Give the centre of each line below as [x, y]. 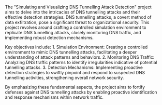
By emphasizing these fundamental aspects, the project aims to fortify [75, 87]
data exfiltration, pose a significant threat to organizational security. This [77, 22]
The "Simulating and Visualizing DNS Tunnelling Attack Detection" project [78, 7]
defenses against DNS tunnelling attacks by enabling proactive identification [81, 92]
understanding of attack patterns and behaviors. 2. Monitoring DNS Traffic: [80, 57]
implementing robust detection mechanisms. [49, 38]
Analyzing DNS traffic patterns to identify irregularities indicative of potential [81, 62]
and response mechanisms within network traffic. [54, 97]
